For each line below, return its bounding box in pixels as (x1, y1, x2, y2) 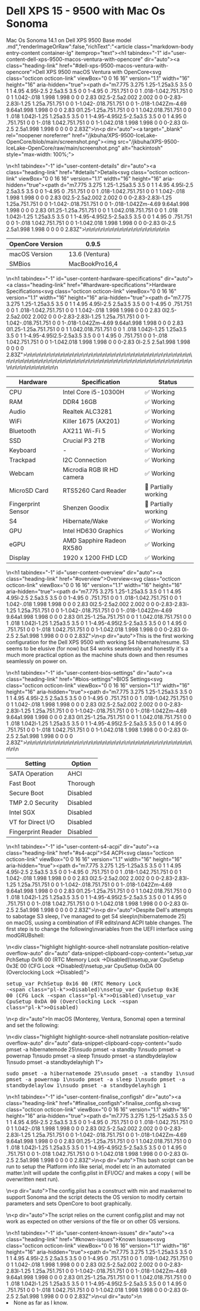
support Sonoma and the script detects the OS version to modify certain (6, 1193, 183, 1201)
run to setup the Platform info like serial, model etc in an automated (6, 1162, 171, 1170)
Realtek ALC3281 (62, 407, 112, 415)
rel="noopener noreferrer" (6, 131, 71, 138)
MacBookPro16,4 (68, 260, 118, 268)
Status (158, 378, 177, 386)
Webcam (9, 469, 35, 477)
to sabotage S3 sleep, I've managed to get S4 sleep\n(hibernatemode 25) (6, 912, 186, 920)
